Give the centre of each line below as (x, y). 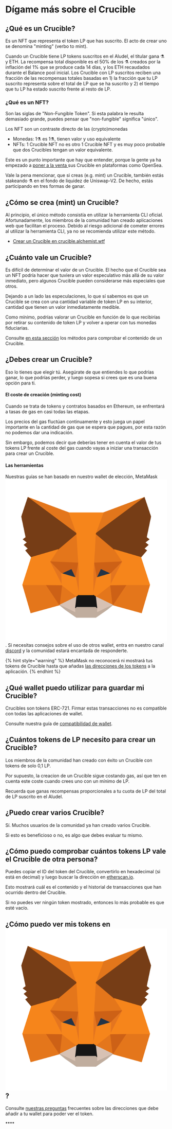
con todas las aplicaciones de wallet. (44, 713)
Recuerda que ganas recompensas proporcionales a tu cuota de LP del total (85, 791)
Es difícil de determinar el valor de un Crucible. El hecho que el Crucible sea (86, 270)
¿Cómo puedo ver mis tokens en (58, 924)
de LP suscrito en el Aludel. (34, 797)
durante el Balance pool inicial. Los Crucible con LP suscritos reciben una (83, 73)
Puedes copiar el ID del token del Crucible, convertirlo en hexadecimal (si (83, 872)
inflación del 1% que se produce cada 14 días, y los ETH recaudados (78, 67)
